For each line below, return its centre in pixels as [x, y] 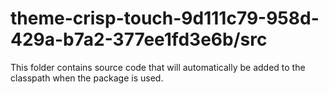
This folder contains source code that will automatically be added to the [158, 67]
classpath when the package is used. [87, 78]
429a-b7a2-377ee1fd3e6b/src [139, 39]
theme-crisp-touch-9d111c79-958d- [165, 18]
